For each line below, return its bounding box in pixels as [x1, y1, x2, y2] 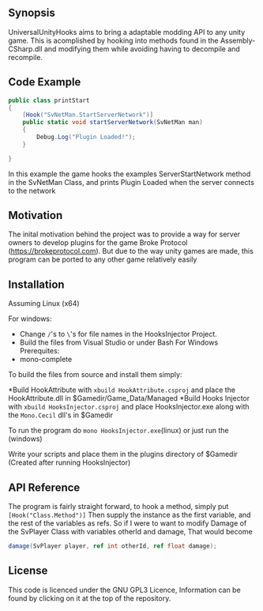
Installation [8, 277, 65, 291]
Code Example [8, 75, 81, 89]
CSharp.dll [8, 43, 43, 54]
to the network [8, 186, 56, 195]
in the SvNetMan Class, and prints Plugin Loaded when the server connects [8, 177, 255, 187]
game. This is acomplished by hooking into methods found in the [8, 36, 219, 45]
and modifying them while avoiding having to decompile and [43, 43, 241, 54]
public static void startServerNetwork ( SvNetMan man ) [22, 119, 203, 126]
